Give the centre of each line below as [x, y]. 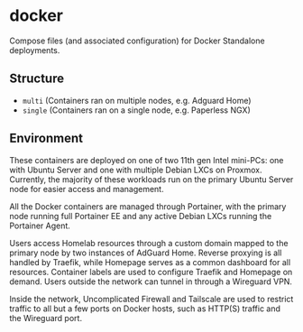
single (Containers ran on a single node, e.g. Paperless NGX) [136, 110]
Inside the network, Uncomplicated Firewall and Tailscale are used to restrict [151, 299]
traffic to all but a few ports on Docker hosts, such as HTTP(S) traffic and [145, 309]
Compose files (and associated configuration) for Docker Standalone [137, 41]
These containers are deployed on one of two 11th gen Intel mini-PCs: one [147, 160]
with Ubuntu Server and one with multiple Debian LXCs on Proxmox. [136, 170]
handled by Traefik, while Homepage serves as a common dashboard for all [150, 262]
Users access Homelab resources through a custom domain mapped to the [149, 243]
